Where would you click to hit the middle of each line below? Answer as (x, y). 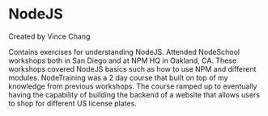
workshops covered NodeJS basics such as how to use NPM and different (132, 68)
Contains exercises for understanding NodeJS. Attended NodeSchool (124, 52)
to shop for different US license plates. (73, 103)
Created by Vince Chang (49, 36)
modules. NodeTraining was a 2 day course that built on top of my (118, 77)
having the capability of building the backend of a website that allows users (134, 94)
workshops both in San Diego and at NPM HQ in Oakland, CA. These (123, 60)
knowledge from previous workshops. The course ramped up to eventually (133, 86)
